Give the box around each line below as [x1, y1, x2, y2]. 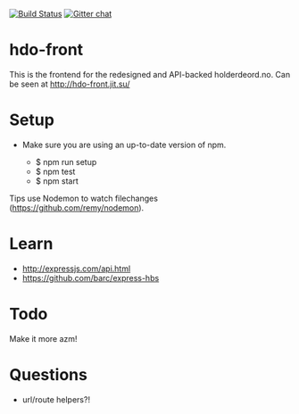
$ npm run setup [35, 156, 97, 167]
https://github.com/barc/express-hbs [21, 272, 160, 283]
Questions [9, 364, 87, 385]
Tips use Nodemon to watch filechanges [9, 193, 159, 203]
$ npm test [35, 166, 76, 177]
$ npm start [35, 175, 79, 186]
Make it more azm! [9, 333, 78, 344]
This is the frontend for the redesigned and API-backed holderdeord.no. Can [9, 69, 291, 79]
